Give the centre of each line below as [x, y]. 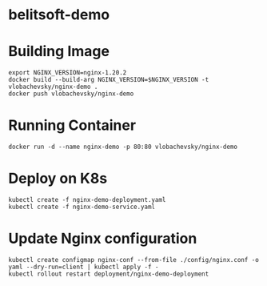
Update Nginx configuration [103, 239]
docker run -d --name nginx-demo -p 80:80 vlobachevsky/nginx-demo [123, 147]
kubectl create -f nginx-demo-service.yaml [82, 207]
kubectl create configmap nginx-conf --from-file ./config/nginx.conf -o [134, 260]
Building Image [59, 52]
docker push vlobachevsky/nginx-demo [71, 94]
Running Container [72, 125]
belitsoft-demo [59, 15]
